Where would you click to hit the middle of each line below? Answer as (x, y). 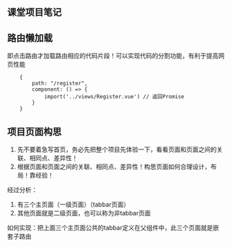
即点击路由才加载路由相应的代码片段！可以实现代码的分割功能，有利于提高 (113, 56)
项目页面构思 (34, 132)
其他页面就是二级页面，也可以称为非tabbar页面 (84, 213)
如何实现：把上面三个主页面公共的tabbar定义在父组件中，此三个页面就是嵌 (113, 228)
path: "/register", (60, 84)
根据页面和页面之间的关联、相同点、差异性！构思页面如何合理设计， (114, 167)
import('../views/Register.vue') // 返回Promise (114, 97)
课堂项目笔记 (34, 12)
